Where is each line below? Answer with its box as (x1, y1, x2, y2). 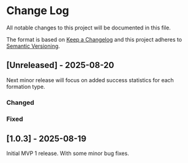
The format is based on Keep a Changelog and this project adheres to (6, 36, 182, 43)
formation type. (6, 83, 45, 90)
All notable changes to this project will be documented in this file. (6, 24, 171, 31)
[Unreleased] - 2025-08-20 (6, 60, 115, 70)
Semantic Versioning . (6, 42, 60, 50)
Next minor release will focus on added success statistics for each (6, 76, 175, 83)
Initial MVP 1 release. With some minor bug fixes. (6, 150, 130, 157)
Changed (6, 98, 35, 107)
